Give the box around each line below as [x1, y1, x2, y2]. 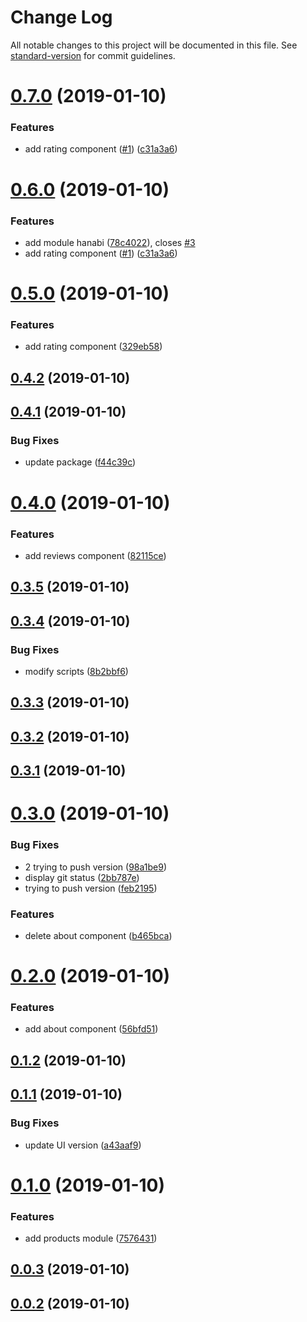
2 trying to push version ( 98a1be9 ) [24, 861, 168, 873]
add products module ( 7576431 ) [24, 1232, 158, 1245]
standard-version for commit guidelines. [10, 49, 176, 61]
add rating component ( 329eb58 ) [24, 341, 163, 353]
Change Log [10, 6, 113, 29]
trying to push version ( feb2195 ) [24, 882, 158, 894]
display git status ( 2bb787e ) [24, 871, 140, 883]
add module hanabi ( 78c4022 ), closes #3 [24, 236, 196, 248]
